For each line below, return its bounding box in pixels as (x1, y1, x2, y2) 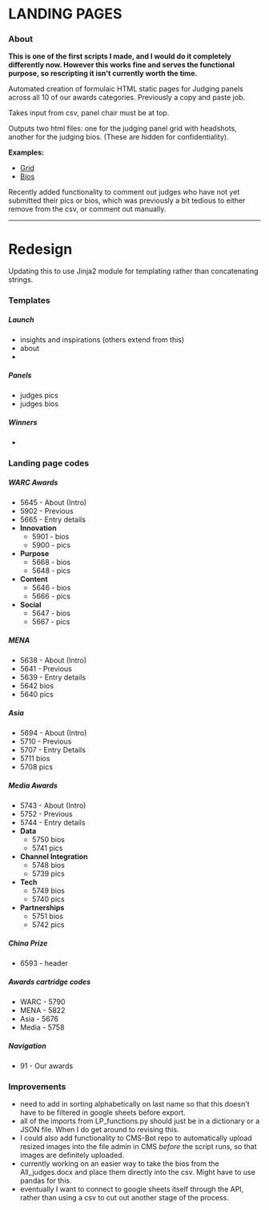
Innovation (19, 523, 58, 533)
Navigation (8, 1041, 46, 1051)
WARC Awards (8, 478, 58, 487)
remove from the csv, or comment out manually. (8, 204, 167, 214)
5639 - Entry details (19, 672, 86, 682)
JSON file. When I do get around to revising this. (19, 1125, 179, 1135)
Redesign (8, 240, 73, 258)
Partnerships (19, 903, 65, 913)
